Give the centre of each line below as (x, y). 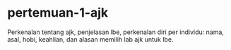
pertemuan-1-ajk (58, 13)
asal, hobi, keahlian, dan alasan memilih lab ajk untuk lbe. (90, 39)
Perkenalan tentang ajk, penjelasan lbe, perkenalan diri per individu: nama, (116, 32)
